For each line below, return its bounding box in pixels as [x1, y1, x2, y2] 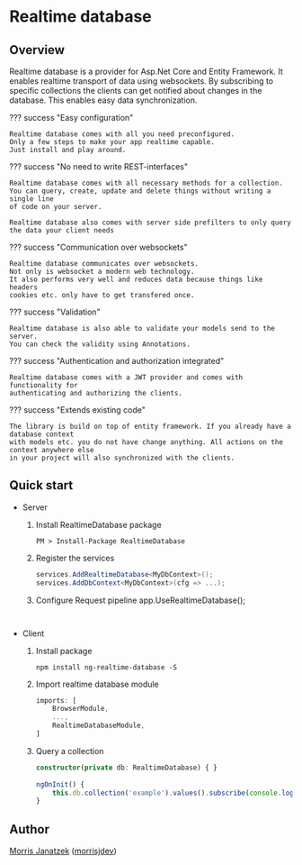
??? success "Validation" [9, 306, 101, 317]
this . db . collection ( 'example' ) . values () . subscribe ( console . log [52, 788, 294, 797]
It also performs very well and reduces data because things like [9, 275, 263, 284]
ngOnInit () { [35, 779, 85, 789]
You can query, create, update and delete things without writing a [9, 187, 271, 196]
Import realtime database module [35, 678, 159, 689]
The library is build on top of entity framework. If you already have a [9, 422, 292, 431]
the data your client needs [9, 226, 115, 235]
